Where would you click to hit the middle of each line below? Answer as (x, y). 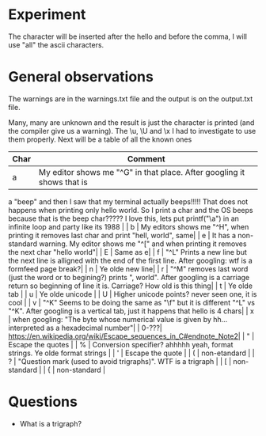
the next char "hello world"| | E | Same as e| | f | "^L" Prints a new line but (128, 252)
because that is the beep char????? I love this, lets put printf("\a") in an (124, 218)
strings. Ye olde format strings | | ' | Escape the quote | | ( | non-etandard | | (131, 353)
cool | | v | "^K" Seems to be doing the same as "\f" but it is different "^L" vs (132, 302)
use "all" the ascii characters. (56, 44)
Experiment (47, 15)
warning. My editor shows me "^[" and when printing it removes (143, 244)
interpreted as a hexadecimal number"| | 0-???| (85, 328)
